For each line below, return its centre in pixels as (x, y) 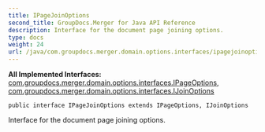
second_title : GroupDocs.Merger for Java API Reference (102, 23)
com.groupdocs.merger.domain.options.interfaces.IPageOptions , (114, 82)
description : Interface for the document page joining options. (116, 30)
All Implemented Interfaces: (55, 74)
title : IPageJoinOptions (49, 15)
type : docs (26, 37)
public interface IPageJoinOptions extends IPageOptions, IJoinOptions (128, 105)
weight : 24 (26, 45)
